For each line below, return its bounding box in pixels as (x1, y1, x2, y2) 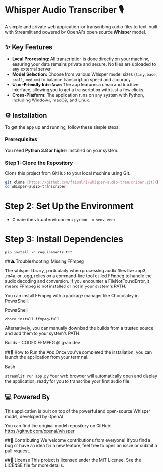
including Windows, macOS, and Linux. (12, 97, 91, 103)
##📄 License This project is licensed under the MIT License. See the (5, 457, 142, 463)
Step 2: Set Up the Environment (5, 201, 134, 212)
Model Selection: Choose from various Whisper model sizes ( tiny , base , (12, 71, 157, 77)
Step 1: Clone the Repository (5, 159, 73, 166)
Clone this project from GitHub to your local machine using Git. (5, 170, 130, 176)
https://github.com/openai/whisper (5, 428, 75, 434)
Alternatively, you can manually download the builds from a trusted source (5, 325, 154, 331)
